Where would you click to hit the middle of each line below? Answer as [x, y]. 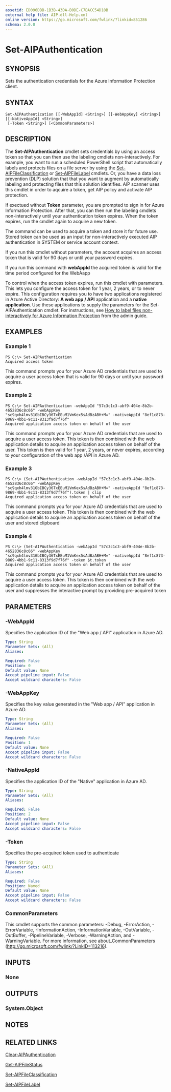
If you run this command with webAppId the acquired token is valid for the [83, 267]
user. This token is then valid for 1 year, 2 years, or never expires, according [85, 450]
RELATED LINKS [31, 1042]
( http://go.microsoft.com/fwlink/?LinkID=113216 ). [57, 946]
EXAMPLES [24, 332]
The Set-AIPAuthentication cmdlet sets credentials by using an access [80, 151]
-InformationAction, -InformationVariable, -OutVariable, [93, 930]
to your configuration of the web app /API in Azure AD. [63, 455]
